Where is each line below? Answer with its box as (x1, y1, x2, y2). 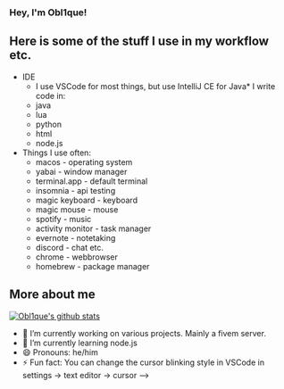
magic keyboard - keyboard (35, 194, 138, 205)
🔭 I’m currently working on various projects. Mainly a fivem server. (21, 327, 266, 338)
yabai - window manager (35, 166, 128, 177)
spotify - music (35, 213, 92, 224)
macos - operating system (35, 156, 133, 167)
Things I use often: (21, 147, 92, 158)
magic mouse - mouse (35, 203, 119, 215)
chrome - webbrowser (35, 252, 119, 262)
